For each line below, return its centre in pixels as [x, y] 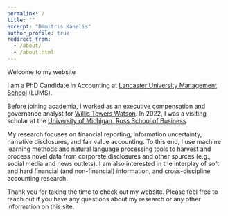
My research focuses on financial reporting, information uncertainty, [105, 134]
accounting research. [37, 178]
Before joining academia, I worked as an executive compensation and [106, 106]
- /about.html [34, 53]
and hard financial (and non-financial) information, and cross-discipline [109, 171]
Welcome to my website [42, 72]
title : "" [21, 20]
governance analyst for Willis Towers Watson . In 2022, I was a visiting [107, 113]
